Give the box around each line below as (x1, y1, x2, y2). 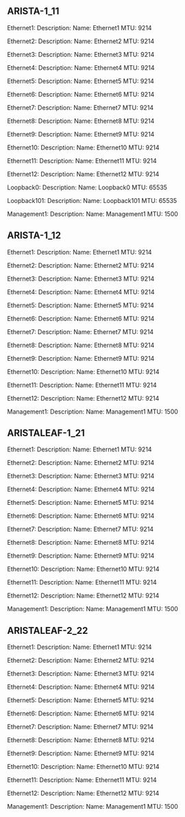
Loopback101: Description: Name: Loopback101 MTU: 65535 (7, 196, 177, 204)
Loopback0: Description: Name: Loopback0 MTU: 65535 (7, 183, 168, 191)
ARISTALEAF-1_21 (7, 427, 85, 439)
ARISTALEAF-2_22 (7, 624, 88, 637)
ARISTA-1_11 (7, 5, 60, 17)
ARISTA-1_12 (7, 230, 62, 241)
